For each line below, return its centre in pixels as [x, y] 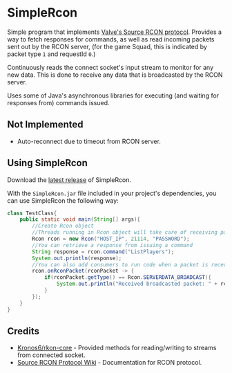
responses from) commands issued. [58, 102]
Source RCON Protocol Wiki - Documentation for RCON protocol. [109, 363]
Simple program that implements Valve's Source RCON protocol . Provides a [115, 32]
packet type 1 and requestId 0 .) [51, 54]
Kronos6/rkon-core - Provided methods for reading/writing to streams [117, 348]
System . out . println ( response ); [77, 258]
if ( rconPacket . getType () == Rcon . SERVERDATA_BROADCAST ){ [128, 278]
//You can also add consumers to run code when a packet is [120, 264]
